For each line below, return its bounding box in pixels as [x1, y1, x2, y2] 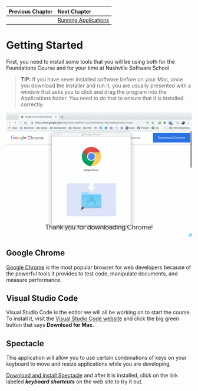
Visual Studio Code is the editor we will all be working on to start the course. [6, 309, 192, 316]
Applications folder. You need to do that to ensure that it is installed [20, 95, 184, 102]
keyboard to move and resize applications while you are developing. [6, 360, 171, 367]
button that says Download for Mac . [6, 321, 94, 328]
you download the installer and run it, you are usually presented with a [20, 82, 192, 89]
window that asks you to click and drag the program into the [20, 88, 167, 96]
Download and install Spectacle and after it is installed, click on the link [6, 372, 179, 379]
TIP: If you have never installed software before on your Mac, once [20, 76, 183, 83]
